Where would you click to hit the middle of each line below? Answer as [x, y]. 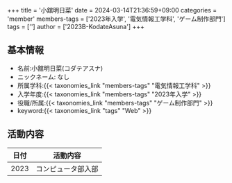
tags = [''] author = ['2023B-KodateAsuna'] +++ [76, 27]
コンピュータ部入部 [67, 168]
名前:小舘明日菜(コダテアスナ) [60, 68]
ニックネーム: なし [43, 77]
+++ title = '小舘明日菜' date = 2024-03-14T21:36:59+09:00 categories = [112, 10]
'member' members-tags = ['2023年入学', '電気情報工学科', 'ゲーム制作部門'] [116, 19]
